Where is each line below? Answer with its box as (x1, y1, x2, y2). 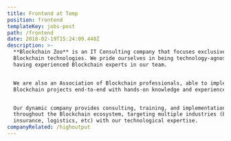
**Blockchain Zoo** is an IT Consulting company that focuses (13, 49, 195, 56)
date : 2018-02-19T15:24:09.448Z (7, 36, 100, 43)
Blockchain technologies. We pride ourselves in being (13, 55, 174, 62)
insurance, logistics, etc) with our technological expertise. (13, 118, 198, 124)
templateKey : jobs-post (7, 23, 76, 30)
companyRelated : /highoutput (7, 124, 91, 131)
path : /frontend (7, 29, 54, 36)
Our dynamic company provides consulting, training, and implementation (13, 105, 226, 111)
